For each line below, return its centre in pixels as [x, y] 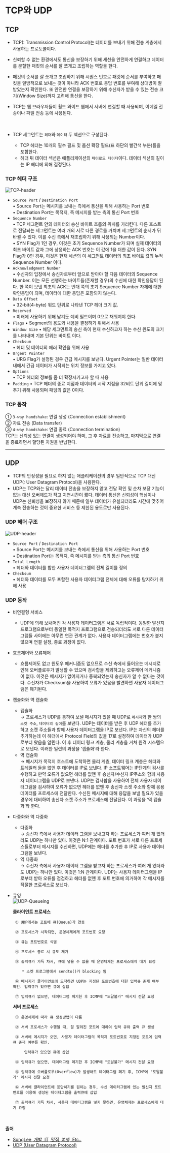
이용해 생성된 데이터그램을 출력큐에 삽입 [61, 1093]
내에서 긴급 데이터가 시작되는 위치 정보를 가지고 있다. [65, 366]
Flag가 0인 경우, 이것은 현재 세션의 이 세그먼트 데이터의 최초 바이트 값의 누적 [88, 256]
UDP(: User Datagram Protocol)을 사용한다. [57, 482]
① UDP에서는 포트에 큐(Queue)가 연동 [50, 922]
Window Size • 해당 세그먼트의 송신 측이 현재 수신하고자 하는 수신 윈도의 [83, 329]
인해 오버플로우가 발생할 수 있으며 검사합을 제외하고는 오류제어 [81, 670]
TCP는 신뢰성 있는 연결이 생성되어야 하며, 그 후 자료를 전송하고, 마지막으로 [78, 436]
